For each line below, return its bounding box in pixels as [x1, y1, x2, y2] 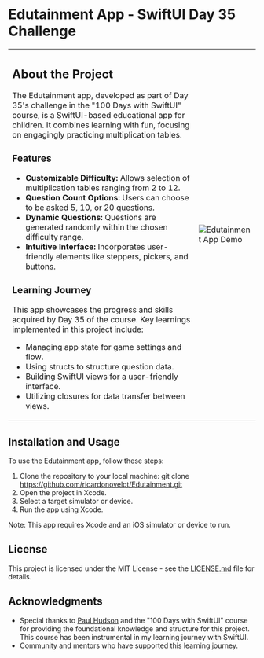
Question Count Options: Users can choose [25, 193, 190, 204]
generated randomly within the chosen [25, 222, 168, 233]
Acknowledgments [8, 595, 104, 608]
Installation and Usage [8, 435, 120, 449]
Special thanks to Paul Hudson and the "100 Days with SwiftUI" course [19, 616, 248, 625]
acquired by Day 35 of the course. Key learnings [12, 314, 191, 325]
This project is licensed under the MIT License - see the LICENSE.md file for [8, 564, 255, 573]
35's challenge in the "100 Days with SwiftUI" [12, 100, 182, 111]
